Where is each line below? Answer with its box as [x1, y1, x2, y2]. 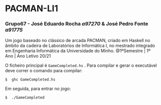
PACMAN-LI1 [5, 3, 59, 14]
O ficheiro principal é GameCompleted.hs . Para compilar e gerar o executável [5, 63, 157, 68]
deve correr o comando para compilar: [5, 68, 83, 74]
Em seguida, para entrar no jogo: [5, 86, 71, 92]
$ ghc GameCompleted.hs [5, 77, 56, 82]
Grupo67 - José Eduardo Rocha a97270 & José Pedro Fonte [5, 21, 149, 27]
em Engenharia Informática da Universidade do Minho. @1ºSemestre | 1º [5, 48, 151, 54]
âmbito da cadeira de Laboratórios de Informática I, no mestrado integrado [5, 42, 155, 49]
